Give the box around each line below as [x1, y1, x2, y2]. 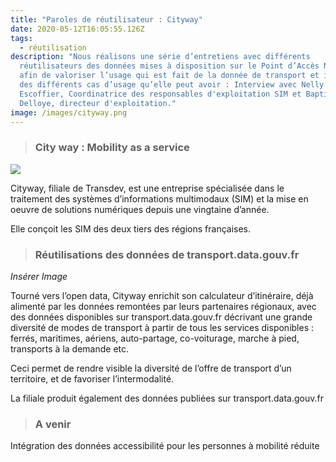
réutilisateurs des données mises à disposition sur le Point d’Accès [19, 61, 320, 71]
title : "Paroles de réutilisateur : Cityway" [10, 14, 203, 25]
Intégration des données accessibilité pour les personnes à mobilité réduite [10, 440, 320, 452]
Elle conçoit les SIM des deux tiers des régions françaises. [10, 222, 252, 235]
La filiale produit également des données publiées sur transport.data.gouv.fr [10, 392, 324, 404]
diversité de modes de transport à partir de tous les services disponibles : [10, 321, 315, 333]
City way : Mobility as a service [34, 141, 190, 155]
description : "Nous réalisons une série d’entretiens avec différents [10, 52, 311, 62]
